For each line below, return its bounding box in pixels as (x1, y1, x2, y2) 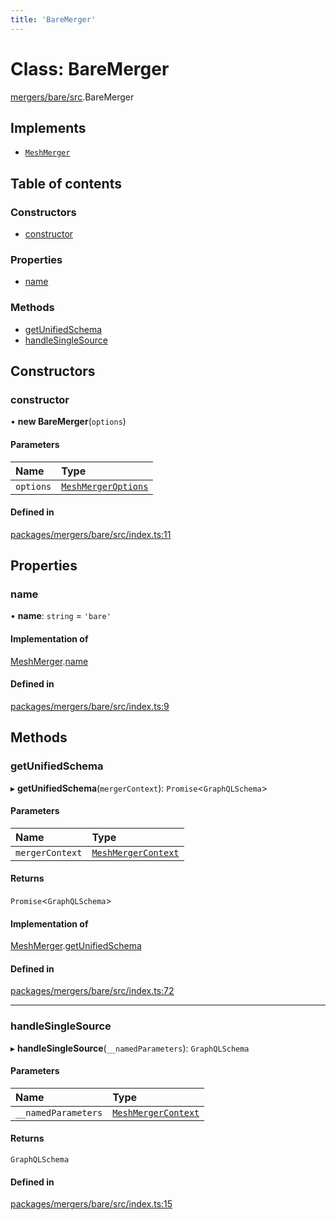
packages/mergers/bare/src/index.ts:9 (10, 700, 170, 712)
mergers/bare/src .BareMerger (10, 91, 135, 103)
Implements (10, 119, 87, 136)
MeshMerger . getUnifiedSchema (10, 940, 142, 952)
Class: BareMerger (10, 57, 170, 80)
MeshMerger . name (10, 655, 89, 667)
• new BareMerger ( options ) (10, 416, 127, 428)
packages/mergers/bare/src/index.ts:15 (10, 1198, 173, 1210)
